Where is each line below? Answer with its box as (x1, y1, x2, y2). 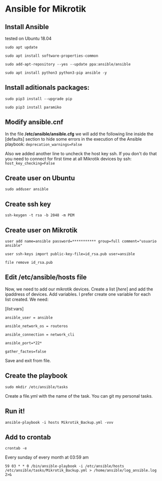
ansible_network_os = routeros (5, 323, 68, 328)
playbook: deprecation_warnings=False (5, 141, 82, 147)
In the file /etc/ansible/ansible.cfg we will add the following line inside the (5, 131, 154, 137)
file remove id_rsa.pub (5, 260, 53, 265)
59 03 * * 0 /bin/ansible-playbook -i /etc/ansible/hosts (5, 464, 124, 469)
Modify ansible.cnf (5, 118, 64, 127)
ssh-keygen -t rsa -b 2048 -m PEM (5, 213, 75, 218)
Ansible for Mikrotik (5, 3, 86, 15)
